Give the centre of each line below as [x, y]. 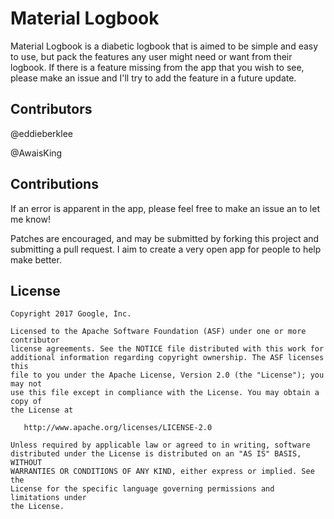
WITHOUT [26, 463]
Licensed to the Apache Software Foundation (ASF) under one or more [158, 332]
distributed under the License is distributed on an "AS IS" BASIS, [156, 454]
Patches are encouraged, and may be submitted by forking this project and [165, 238]
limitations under [48, 498]
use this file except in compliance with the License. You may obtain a [165, 393]
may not [26, 384]
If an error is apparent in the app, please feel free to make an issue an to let [165, 208]
